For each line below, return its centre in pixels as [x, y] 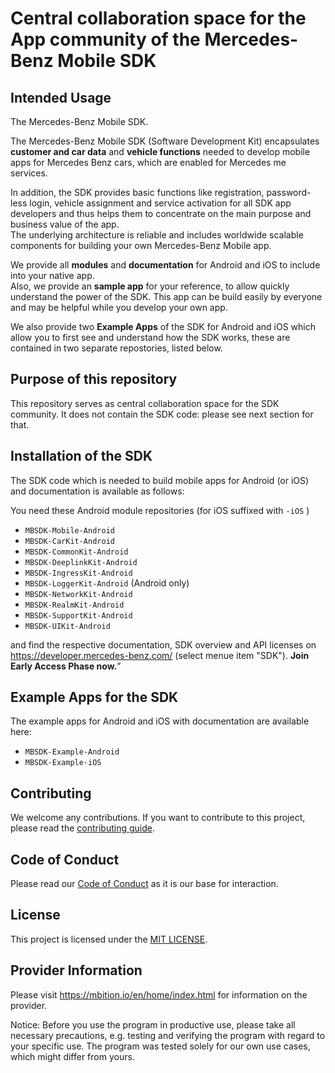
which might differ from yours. [72, 1056]
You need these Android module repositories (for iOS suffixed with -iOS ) [160, 510]
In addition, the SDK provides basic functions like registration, [137, 192]
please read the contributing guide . [82, 828]
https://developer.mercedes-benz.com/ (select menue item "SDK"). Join [160, 655]
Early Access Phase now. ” [66, 666]
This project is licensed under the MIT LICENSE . [109, 939]
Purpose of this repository [94, 379]
